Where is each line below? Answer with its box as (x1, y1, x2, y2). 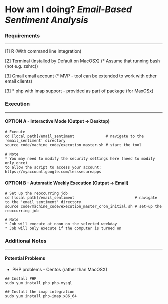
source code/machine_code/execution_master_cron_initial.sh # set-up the (5, 204, 162, 209)
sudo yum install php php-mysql (5, 280, 72, 285)
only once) (5, 160, 28, 165)
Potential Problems (5, 255, 46, 261)
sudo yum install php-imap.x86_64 (5, 293, 77, 299)
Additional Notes (5, 237, 47, 244)
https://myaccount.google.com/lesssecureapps (5, 169, 101, 174)
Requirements (5, 32, 40, 39)
